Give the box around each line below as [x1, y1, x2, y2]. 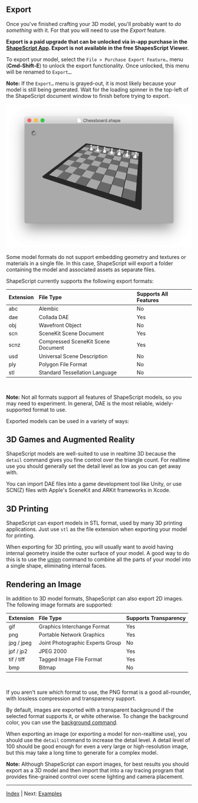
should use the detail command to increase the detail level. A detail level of [6, 736, 190, 743]
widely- [155, 399, 174, 407]
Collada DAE [38, 313, 69, 320]
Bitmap [38, 664, 56, 671]
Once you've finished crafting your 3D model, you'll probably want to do [6, 20, 181, 27]
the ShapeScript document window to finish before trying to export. [6, 92, 170, 99]
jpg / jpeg [8, 640, 32, 647]
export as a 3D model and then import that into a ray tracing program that [6, 766, 184, 773]
